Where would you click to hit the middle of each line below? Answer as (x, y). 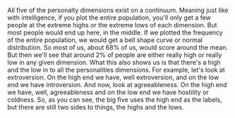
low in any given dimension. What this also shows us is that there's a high (114, 62)
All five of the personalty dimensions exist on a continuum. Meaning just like (118, 10)
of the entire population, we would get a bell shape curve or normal (105, 40)
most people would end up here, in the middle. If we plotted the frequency (115, 32)
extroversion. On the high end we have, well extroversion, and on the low (113, 77)
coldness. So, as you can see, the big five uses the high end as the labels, (115, 100)
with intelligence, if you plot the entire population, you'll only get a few (109, 18)
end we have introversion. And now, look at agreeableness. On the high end (117, 85)
